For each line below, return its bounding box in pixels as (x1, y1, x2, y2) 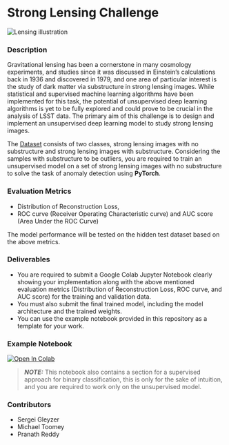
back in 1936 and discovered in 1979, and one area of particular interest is (7, 75, 217, 83)
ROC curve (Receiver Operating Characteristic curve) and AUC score (17, 209, 214, 218)
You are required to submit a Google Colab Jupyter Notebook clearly (17, 270, 212, 279)
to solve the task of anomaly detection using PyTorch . (7, 169, 161, 177)
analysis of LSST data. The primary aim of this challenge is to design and (7, 112, 215, 120)
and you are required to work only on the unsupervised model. (23, 383, 202, 391)
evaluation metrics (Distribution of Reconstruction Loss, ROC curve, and (17, 285, 222, 293)
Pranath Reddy (17, 430, 60, 439)
